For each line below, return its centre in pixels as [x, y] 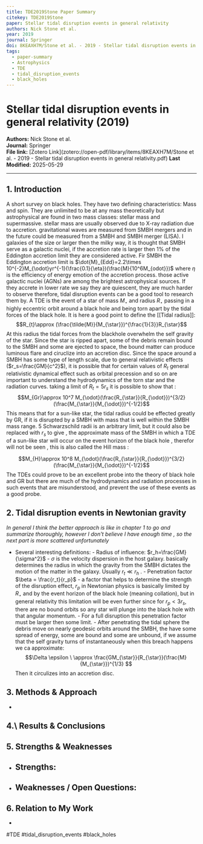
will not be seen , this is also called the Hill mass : [68, 447]
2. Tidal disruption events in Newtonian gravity [96, 513]
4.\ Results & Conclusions [56, 726]
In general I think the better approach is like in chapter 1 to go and [89, 527]
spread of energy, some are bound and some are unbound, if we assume [106, 635]
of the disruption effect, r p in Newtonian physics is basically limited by [102, 586]
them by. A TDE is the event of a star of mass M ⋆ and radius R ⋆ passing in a [100, 301]
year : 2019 [20, 35]
